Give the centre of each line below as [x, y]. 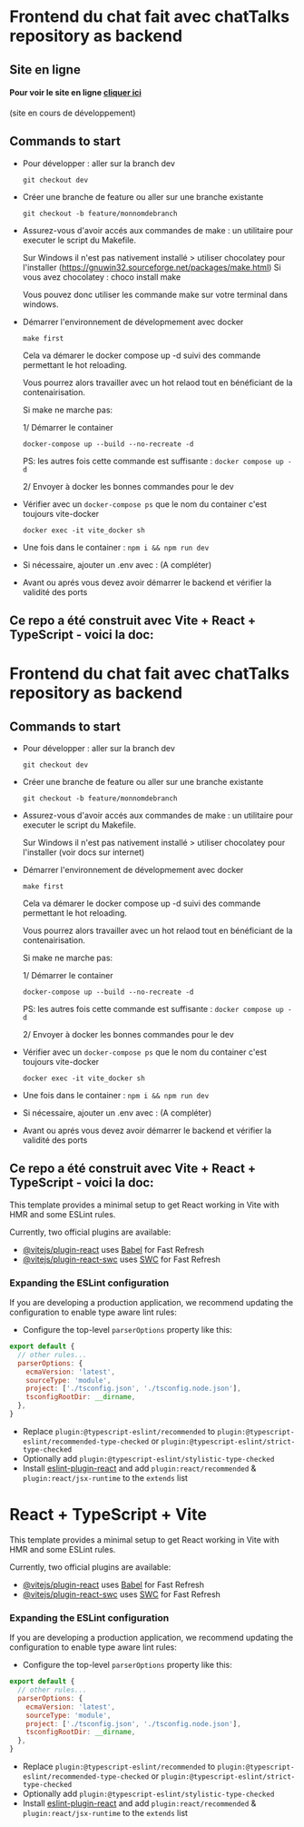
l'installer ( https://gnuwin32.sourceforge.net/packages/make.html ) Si [152, 267]
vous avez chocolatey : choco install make [102, 277]
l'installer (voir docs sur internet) [83, 852]
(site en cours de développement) [73, 113]
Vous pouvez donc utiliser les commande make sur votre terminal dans [155, 294]
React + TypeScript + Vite [108, 1515]
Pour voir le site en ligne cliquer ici [76, 93]
